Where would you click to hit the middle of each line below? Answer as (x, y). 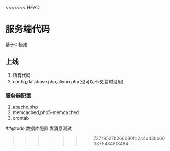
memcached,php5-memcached (46, 112)
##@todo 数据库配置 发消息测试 (39, 128)
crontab (21, 118)
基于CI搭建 (16, 44)
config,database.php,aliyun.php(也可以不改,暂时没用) (68, 81)
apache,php (25, 107)
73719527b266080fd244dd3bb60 (129, 138)
